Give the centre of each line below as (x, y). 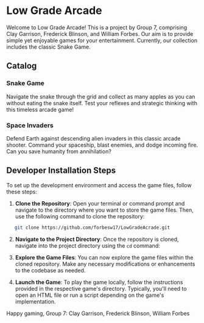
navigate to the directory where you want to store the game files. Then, (104, 210)
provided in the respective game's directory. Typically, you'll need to (101, 288)
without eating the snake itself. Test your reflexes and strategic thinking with (102, 103)
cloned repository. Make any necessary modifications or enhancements (105, 264)
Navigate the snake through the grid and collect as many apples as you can (101, 96)
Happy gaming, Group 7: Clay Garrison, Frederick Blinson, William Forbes (98, 313)
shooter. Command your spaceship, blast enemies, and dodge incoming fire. (102, 145)
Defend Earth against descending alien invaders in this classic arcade (93, 138)
